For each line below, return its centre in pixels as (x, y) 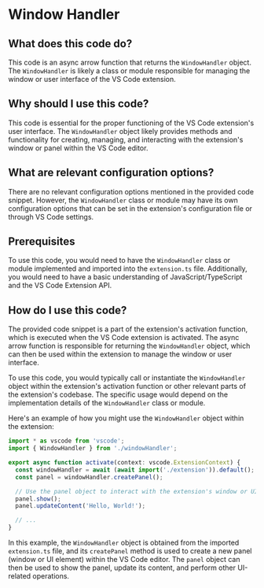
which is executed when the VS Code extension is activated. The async (124, 338)
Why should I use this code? (79, 104)
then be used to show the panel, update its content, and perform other (122, 568)
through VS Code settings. (51, 216)
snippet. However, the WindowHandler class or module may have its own (123, 200)
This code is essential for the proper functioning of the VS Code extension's (131, 123)
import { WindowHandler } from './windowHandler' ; (93, 449)
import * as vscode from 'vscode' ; (66, 441)
